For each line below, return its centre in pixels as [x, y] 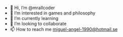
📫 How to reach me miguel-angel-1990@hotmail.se [64, 29]
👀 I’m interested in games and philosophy [52, 13]
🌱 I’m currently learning [34, 18]
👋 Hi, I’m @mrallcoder [32, 8]
